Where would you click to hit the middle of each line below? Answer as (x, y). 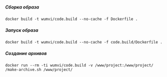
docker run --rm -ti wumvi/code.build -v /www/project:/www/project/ (79, 65)
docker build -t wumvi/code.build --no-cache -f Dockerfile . (71, 19)
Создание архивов (26, 53)
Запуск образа (22, 30)
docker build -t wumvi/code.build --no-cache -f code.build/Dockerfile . (84, 42)
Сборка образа (22, 7)
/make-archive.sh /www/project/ (39, 69)
